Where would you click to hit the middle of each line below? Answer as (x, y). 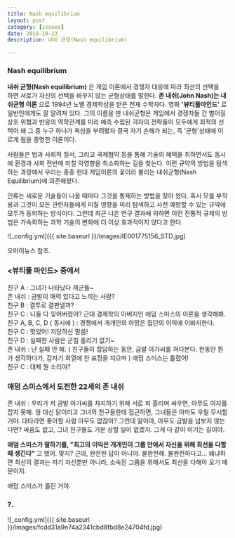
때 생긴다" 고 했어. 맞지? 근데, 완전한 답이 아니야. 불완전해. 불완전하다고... (107, 454)
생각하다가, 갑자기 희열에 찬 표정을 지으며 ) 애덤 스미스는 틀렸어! (102, 358)
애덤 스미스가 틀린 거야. (39, 486)
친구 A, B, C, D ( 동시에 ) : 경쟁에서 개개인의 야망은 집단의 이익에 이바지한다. (111, 322)
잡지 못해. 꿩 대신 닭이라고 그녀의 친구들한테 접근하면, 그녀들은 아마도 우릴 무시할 (117, 412)
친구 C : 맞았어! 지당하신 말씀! (48, 331)
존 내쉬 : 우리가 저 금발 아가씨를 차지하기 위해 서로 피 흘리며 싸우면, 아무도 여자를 (117, 403)
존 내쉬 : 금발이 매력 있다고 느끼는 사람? (61, 296)
